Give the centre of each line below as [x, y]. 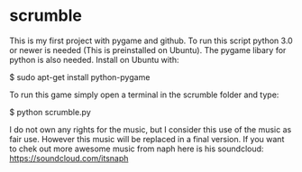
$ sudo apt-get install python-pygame [80, 77]
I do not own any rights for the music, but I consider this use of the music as [151, 129]
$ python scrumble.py [50, 112]
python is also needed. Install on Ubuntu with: [94, 59]
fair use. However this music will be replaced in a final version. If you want [147, 139]
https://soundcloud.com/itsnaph [69, 158]
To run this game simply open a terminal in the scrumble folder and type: [144, 95]
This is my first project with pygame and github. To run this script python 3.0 [151, 41]
